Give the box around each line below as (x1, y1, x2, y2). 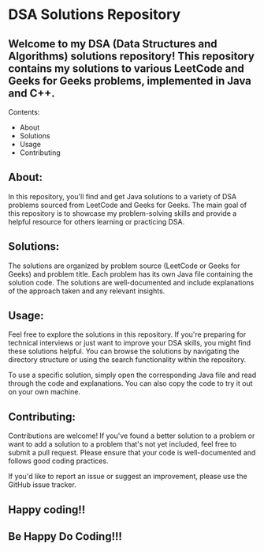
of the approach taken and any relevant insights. (8, 286, 165, 296)
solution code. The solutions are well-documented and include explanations (8, 277, 255, 287)
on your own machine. (8, 387, 81, 397)
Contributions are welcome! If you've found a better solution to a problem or (8, 431, 255, 440)
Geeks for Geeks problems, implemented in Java (8, 74, 252, 88)
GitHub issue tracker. (8, 480, 76, 489)
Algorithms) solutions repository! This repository (8, 49, 255, 62)
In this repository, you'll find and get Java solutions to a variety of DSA (8, 191, 237, 201)
